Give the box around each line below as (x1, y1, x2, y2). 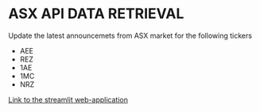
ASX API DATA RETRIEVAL (8, 5, 184, 23)
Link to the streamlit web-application (8, 95, 129, 104)
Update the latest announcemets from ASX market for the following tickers (8, 31, 253, 40)
